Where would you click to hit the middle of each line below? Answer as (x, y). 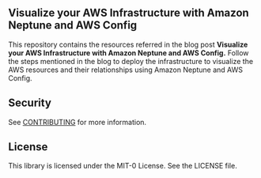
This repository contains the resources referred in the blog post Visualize (128, 44)
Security (30, 103)
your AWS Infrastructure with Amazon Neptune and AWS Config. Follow (129, 53)
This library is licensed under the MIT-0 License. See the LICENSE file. (123, 166)
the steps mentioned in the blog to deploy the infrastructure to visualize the (131, 61)
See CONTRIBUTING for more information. (78, 122)
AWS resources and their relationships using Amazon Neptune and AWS (126, 70)
